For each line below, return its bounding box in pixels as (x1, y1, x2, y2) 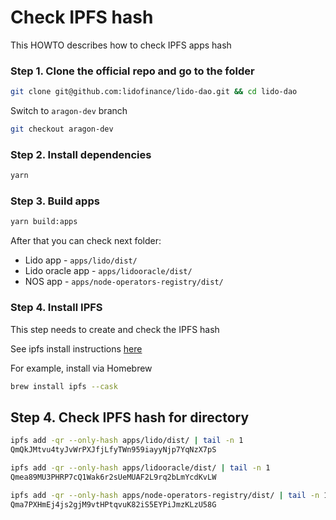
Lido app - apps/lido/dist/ (24, 254, 138, 266)
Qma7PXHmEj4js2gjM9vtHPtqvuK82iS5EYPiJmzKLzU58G (10, 499, 217, 510)
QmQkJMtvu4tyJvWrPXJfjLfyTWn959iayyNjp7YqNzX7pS (10, 445, 217, 455)
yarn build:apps (10, 217, 78, 227)
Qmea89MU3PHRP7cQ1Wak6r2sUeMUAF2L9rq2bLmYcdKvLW (10, 472, 217, 482)
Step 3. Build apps (10, 194, 100, 208)
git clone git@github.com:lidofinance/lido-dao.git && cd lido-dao (10, 87, 298, 97)
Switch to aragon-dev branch (10, 105, 128, 117)
